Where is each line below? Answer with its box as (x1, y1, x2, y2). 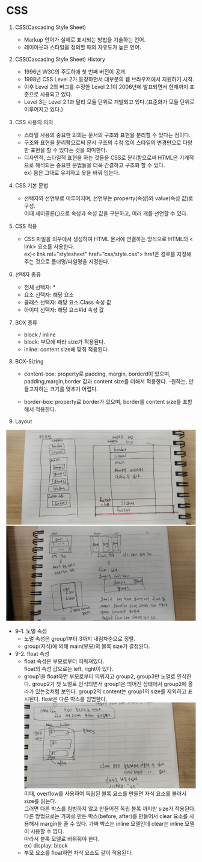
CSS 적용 (14, 222, 37, 230)
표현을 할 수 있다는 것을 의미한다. (30, 146, 108, 154)
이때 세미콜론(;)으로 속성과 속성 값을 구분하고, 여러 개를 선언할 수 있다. (23, 209, 188, 217)
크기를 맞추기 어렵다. (49, 385, 98, 392)
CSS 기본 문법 (14, 181, 49, 189)
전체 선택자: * (23, 283, 56, 291)
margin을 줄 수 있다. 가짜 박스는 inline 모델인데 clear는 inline (40, 820, 183, 828)
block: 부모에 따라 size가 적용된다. (23, 338, 105, 345)
